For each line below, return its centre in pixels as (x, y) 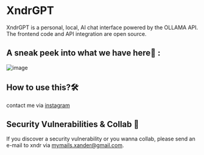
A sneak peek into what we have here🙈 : (83, 53)
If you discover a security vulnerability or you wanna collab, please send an (101, 139)
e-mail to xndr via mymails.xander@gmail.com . (65, 145)
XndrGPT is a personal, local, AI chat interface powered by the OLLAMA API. (102, 27)
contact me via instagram (38, 105)
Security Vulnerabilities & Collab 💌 (73, 124)
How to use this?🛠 (43, 88)
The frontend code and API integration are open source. (76, 33)
